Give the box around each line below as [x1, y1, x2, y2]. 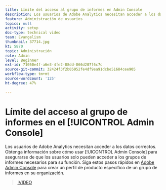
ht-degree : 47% [5, 80, 37, 85]
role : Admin [5, 53, 30, 58]
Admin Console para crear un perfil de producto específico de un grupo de [5, 164, 158, 170]
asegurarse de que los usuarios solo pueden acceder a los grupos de [5, 154, 147, 160]
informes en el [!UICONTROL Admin [5, 116, 155, 128]
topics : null [5, 21, 32, 26]
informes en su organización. [5, 170, 65, 176]
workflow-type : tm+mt [5, 72, 50, 76]
